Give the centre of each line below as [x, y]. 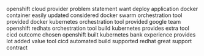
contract [17, 47]
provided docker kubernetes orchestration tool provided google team [94, 22]
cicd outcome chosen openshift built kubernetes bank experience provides [101, 35]
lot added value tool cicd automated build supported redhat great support [99, 41]
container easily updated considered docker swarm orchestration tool [94, 15]
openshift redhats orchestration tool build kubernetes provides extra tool [98, 28]
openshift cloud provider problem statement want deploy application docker [102, 9]
